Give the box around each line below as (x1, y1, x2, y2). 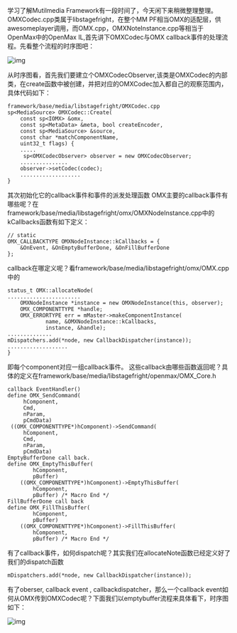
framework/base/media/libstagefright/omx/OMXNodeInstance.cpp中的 (7, 209, 215, 217)
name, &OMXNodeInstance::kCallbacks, (45, 318, 158, 325)
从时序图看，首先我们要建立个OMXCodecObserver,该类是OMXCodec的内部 (7, 70, 228, 79)
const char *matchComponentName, (20, 134, 119, 141)
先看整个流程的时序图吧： (19, 42, 94, 50)
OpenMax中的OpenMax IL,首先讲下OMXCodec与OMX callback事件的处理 (7, 33, 222, 41)
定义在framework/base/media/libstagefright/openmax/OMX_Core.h (19, 372, 216, 380)
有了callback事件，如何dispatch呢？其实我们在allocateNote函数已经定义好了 (7, 549, 231, 557)
